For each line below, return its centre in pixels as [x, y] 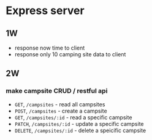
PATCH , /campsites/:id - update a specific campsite [79, 123]
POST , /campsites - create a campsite [61, 111]
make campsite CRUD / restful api [57, 91]
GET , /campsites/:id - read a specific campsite [73, 117]
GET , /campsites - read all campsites [60, 104]
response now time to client [50, 48]
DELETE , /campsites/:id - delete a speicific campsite [80, 130]
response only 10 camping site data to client [70, 54]
